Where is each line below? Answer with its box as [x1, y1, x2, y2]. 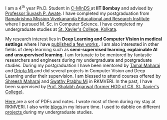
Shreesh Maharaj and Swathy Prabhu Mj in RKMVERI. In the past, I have [5, 78, 152, 84]
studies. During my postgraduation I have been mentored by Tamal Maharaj [5, 62, 160, 68]
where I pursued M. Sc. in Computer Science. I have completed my [5, 21, 143, 27]
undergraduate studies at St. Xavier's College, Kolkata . [5, 26, 117, 32]
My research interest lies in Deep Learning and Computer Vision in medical [5, 36, 162, 42]
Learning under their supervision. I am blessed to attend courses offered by [5, 73, 161, 79]
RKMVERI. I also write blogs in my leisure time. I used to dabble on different [5, 104, 160, 110]
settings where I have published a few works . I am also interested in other [5, 41, 159, 47]
